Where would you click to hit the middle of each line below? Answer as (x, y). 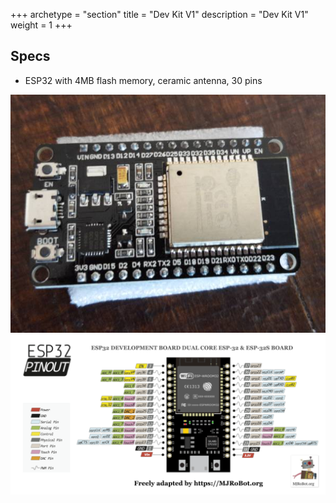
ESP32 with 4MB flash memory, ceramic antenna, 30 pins (143, 80)
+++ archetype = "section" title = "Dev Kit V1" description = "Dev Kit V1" (159, 14)
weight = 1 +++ (41, 25)
